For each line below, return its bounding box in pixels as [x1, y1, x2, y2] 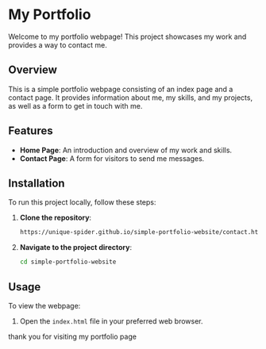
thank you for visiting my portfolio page [8, 332, 137, 341]
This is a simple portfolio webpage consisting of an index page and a [8, 84, 233, 94]
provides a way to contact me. [8, 40, 107, 49]
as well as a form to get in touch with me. [8, 101, 143, 110]
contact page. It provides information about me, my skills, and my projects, [8, 93, 253, 102]
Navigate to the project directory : [19, 243, 133, 252]
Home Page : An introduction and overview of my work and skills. [19, 145, 233, 155]
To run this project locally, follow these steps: [8, 198, 156, 207]
